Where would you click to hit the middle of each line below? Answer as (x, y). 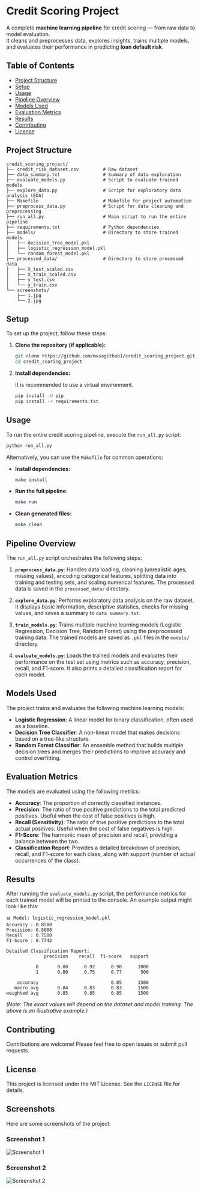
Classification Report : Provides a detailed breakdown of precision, (98, 848)
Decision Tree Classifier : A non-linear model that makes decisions (97, 732)
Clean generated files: (43, 514)
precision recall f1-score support (96, 956)
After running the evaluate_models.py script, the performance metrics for (96, 894)
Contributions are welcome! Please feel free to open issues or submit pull (97, 1044)
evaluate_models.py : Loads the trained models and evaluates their (96, 655)
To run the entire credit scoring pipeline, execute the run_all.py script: (94, 434)
